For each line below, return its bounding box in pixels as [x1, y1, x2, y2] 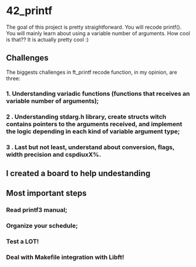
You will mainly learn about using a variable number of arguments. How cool [6, 29, 191, 36]
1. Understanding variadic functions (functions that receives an [6, 89, 190, 97]
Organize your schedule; [6, 222, 78, 230]
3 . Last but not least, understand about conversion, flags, [6, 143, 175, 151]
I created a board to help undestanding [6, 168, 151, 178]
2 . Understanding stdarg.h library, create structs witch [6, 113, 167, 121]
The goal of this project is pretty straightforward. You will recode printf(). [6, 23, 182, 31]
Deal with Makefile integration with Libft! [6, 253, 124, 261]
